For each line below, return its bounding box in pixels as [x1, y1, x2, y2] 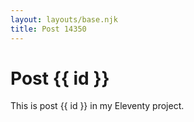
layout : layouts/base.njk [10, 14, 118, 25]
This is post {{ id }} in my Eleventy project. [10, 100, 185, 112]
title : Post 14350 [10, 24, 87, 34]
